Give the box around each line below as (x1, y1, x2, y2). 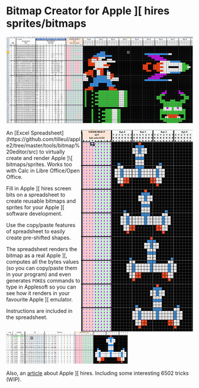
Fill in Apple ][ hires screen (6, 185, 72, 192)
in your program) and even (6, 271, 71, 278)
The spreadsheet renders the (6, 245, 78, 252)
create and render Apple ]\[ (6, 154, 73, 161)
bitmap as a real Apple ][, (6, 252, 68, 259)
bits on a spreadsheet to (6, 191, 66, 198)
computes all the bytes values (6, 258, 79, 265)
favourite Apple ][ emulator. (6, 296, 73, 303)
